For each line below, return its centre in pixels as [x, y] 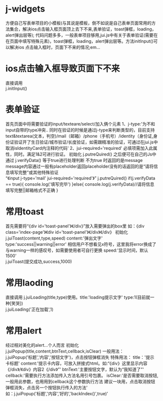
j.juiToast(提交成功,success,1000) [39, 261]
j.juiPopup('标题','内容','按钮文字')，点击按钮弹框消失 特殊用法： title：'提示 [80, 357]
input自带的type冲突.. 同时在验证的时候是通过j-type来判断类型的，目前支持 [80, 130]
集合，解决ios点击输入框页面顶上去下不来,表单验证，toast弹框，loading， [83, 29]
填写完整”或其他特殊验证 [34, 172]
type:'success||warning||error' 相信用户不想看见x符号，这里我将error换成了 [81, 244]
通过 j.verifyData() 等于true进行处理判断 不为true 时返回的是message [74, 160]
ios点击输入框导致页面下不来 [63, 69]
